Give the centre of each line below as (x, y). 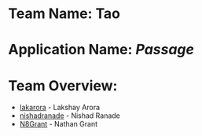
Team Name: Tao (64, 14)
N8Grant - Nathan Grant (59, 124)
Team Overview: (63, 85)
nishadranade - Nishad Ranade (70, 116)
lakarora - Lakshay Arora (60, 108)
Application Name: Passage (101, 50)
